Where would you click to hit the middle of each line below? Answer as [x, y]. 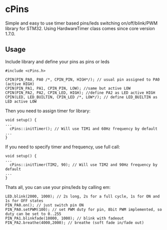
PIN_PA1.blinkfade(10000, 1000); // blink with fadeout [64, 218]
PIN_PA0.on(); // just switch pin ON [44, 205]
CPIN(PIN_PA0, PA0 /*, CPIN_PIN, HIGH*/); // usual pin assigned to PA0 [82, 79]
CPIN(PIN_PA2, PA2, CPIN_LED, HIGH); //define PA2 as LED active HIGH [80, 93]
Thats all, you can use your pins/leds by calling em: [58, 187]
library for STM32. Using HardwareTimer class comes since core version [80, 28]
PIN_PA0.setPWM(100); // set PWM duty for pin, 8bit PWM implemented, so [84, 209]
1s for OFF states [24, 201]
